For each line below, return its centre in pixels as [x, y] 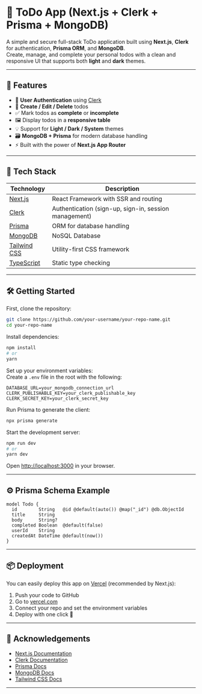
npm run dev [21, 443]
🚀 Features [27, 86]
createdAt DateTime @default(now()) [57, 536]
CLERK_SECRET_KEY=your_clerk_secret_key [58, 398]
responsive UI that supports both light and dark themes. [76, 61]
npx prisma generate [32, 421]
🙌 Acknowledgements [48, 639]
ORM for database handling [91, 226]
